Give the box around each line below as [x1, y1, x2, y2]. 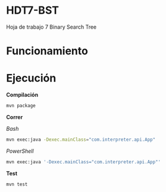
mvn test [6, 181, 28, 187]
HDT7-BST [6, 4, 59, 17]
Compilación [6, 91, 39, 98]
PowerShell [6, 147, 34, 154]
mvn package [6, 103, 36, 109]
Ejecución [6, 72, 57, 85]
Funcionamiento [6, 44, 88, 58]
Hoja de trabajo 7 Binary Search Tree [6, 23, 97, 30]
